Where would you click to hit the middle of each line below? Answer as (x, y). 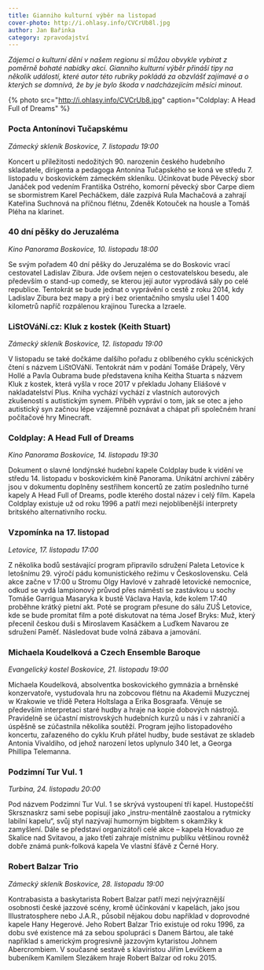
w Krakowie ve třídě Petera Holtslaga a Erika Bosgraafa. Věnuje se (115, 702)
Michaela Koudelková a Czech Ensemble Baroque (104, 652)
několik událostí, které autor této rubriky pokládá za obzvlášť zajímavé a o (128, 76)
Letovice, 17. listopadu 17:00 (53, 550)
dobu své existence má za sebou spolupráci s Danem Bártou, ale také (121, 932)
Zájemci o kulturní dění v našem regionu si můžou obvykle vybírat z (118, 60)
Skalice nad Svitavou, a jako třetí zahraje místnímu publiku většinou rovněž (129, 838)
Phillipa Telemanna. (40, 752)
